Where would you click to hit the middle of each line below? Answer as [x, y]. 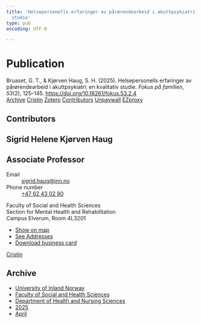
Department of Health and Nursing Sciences [70, 301]
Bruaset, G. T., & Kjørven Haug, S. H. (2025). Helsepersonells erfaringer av [99, 81]
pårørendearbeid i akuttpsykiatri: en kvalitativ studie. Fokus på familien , [95, 87]
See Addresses [34, 236]
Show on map [32, 229]
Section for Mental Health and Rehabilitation [61, 211]
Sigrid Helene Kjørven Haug [59, 139]
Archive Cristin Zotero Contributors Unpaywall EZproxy [75, 100]
